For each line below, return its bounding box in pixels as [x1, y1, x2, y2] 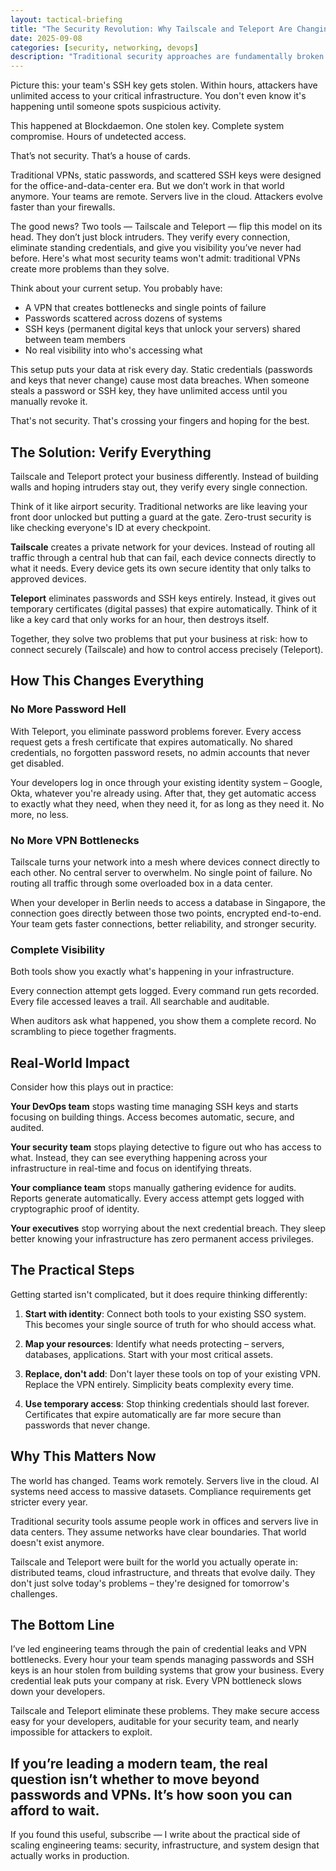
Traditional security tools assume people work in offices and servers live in [10, 1515, 319, 1527]
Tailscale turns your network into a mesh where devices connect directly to [10, 856, 320, 868]
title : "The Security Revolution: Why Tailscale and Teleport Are [10, 24, 293, 34]
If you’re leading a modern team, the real [10, 1755, 268, 1772]
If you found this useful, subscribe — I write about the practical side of [10, 1829, 301, 1841]
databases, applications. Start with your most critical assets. [24, 1348, 273, 1360]
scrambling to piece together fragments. [10, 1026, 177, 1038]
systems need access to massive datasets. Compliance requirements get [10, 1485, 312, 1497]
